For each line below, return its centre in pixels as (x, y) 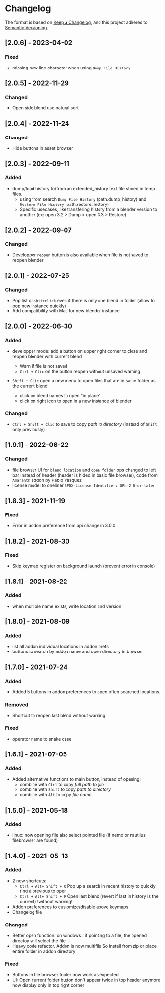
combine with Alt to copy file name (56, 795)
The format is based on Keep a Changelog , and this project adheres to (76, 22)
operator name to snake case (42, 739)
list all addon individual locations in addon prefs (61, 647)
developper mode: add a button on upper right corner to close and (80, 351)
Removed (17, 705)
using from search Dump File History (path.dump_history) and (83, 199)
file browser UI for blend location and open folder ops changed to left (84, 470)
